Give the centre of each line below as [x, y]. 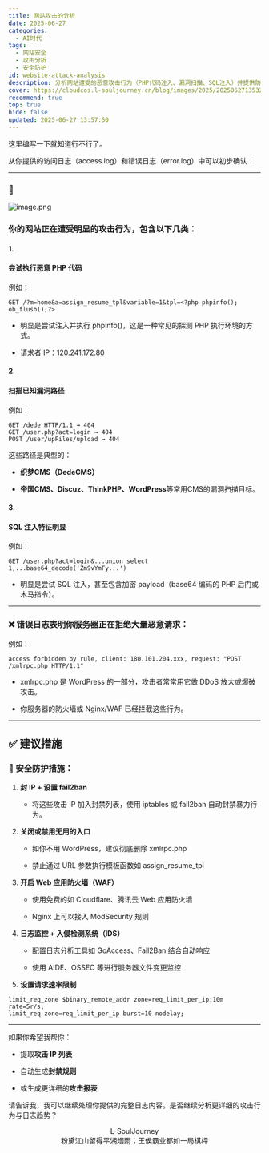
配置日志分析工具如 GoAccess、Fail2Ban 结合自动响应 [121, 950]
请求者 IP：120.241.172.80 [62, 352]
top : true [25, 105]
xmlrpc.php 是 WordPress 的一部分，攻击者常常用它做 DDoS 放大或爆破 [138, 681]
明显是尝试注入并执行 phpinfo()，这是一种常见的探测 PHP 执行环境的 [133, 325]
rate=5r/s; [26, 1007]
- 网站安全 [31, 53]
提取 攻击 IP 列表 [46, 1055]
